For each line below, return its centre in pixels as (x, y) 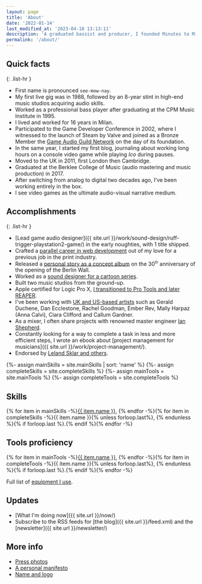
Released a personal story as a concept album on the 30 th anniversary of (105, 263)
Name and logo (34, 574)
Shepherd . (28, 328)
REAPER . (26, 296)
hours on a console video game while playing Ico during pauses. (95, 154)
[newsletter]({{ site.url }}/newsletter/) (61, 528)
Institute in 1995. (35, 116)
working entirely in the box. (49, 186)
